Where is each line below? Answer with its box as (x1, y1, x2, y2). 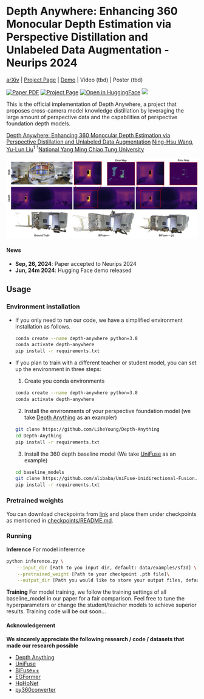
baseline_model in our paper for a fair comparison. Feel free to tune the (6, 595, 185, 602)
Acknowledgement (6, 622, 56, 629)
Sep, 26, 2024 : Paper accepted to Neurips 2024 (15, 260, 137, 267)
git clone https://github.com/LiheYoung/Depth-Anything (15, 426, 160, 433)
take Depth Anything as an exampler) (24, 414, 117, 421)
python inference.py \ (6, 558, 64, 564)
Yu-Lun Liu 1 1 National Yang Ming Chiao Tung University (6, 144, 144, 153)
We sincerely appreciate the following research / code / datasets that (6, 635, 185, 642)
